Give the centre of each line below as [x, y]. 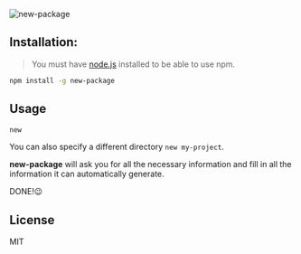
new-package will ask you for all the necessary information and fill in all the [150, 165]
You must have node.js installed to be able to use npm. [133, 64]
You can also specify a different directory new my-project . [117, 147]
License [32, 220]
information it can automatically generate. [87, 174]
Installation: [44, 42]
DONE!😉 [26, 192]
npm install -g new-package [62, 80]
